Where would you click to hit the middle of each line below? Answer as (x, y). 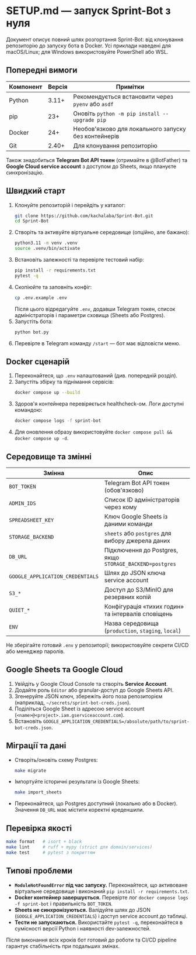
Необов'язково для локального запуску (130, 129)
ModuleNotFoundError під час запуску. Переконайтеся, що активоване (101, 885)
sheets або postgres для (138, 533)
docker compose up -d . (41, 438)
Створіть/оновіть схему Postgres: (56, 760)
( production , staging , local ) (143, 630)
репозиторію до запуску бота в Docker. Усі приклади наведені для (88, 46)
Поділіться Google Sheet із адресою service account (79, 709)
